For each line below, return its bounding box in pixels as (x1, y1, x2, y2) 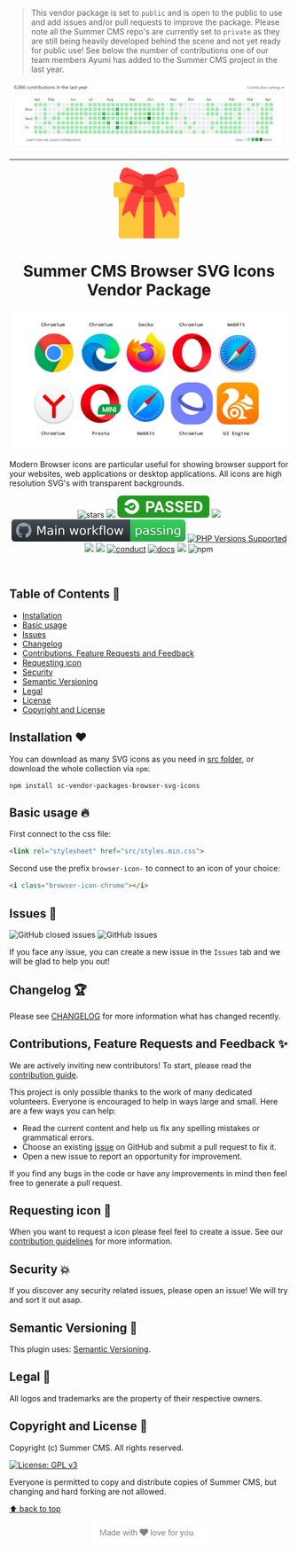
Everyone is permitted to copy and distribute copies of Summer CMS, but (9, 1476, 278, 1488)
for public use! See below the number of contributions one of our (30, 45, 269, 56)
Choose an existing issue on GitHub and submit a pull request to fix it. (21, 1141, 277, 1152)
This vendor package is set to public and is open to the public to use (30, 8, 283, 18)
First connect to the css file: (9, 829, 112, 839)
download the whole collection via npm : (9, 762, 151, 774)
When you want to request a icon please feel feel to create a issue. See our (9, 1227, 284, 1238)
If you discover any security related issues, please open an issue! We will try (9, 1285, 288, 1296)
